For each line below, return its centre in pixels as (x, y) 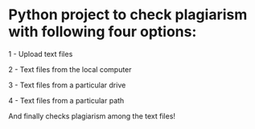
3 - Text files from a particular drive (67, 85)
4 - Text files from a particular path (66, 100)
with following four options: (103, 32)
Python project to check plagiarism (128, 15)
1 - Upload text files (41, 54)
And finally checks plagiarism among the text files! (92, 116)
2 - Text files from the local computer (70, 69)
